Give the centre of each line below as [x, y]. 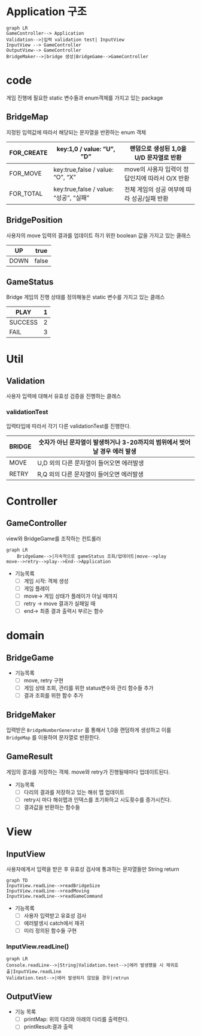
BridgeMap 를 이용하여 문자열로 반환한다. [53, 737]
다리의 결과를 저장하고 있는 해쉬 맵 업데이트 [74, 792]
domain [25, 636]
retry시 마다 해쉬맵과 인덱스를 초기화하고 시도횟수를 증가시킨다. [98, 800]
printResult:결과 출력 [48, 1027]
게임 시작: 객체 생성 [46, 581]
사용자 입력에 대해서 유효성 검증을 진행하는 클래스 [64, 396]
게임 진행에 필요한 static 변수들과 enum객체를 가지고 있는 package [85, 98]
